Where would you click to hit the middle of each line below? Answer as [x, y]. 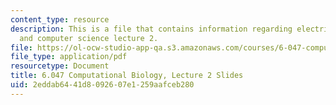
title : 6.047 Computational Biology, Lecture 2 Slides [127, 76]
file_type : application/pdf [69, 57]
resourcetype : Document [60, 66]
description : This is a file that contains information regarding [151, 29]
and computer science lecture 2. [89, 38]
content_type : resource [60, 19]
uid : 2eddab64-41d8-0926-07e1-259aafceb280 [102, 85]
